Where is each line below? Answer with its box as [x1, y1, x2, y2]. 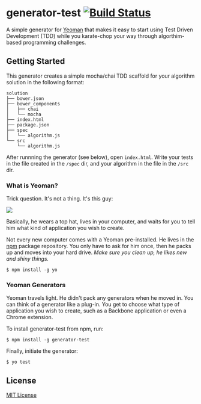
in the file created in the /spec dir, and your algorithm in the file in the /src [6, 160, 189, 167]
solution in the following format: [6, 78, 85, 85]
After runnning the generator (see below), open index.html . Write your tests [6, 154, 194, 161]
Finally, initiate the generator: [6, 347, 78, 355]
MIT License [6, 391, 37, 399]
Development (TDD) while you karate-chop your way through [6, 32, 158, 39]
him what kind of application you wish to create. [6, 225, 125, 232]
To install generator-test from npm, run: [6, 325, 104, 332]
